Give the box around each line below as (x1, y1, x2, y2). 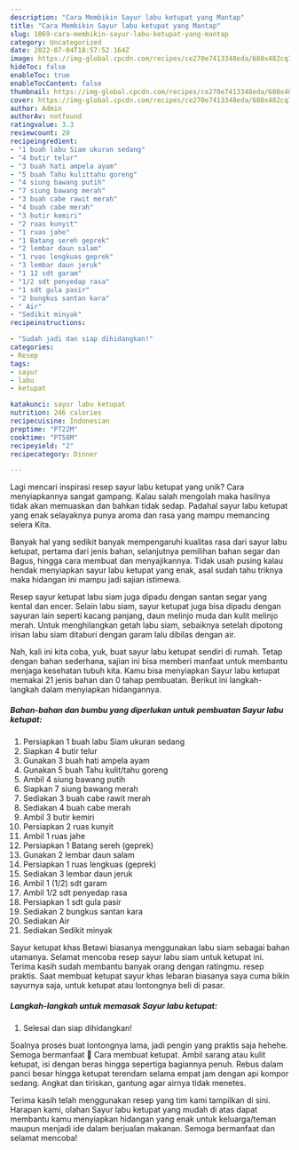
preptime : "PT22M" (10, 424, 78, 433)
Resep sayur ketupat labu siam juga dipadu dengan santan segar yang (10, 591, 267, 602)
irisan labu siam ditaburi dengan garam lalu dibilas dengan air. (10, 630, 236, 640)
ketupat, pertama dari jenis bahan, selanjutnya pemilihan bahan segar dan (10, 546, 280, 557)
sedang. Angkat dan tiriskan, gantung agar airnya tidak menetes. (10, 1078, 247, 1089)
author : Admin (10, 104, 63, 113)
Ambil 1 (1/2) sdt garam (22, 878, 107, 889)
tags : (10, 359, 30, 369)
